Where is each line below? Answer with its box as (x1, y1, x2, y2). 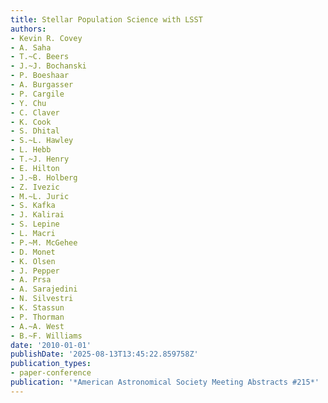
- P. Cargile (10, 89, 65, 99)
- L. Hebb (10, 145, 52, 155)
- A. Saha (10, 42, 52, 53)
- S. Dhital (10, 126, 60, 136)
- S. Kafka (10, 201, 56, 211)
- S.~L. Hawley (10, 136, 74, 146)
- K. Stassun (10, 303, 65, 313)
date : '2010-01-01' (10, 340, 92, 350)
